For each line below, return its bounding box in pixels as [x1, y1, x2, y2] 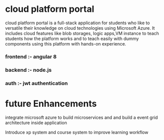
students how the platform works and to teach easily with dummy [5, 36, 139, 42]
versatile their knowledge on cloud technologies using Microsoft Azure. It [5, 25, 155, 31]
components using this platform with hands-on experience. [5, 41, 127, 47]
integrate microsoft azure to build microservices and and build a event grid [5, 114, 158, 120]
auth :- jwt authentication [5, 80, 68, 87]
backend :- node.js [5, 66, 52, 73]
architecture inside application [5, 120, 67, 126]
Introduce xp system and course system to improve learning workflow [5, 129, 149, 135]
